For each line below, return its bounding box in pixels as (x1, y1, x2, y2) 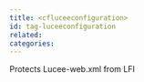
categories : (9, 38, 55, 48)
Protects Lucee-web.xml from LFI (9, 64, 135, 75)
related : (9, 30, 43, 39)
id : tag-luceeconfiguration (9, 22, 117, 31)
